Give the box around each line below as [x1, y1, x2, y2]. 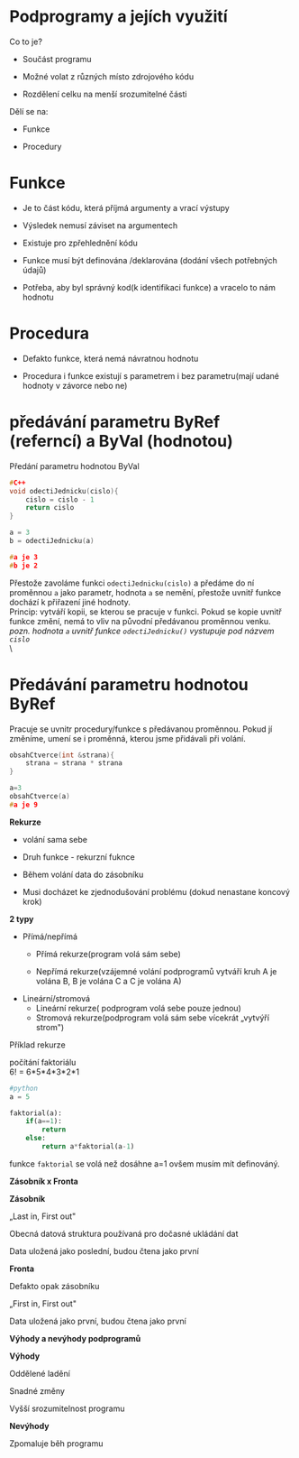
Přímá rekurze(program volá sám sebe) [35, 948, 182, 959]
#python [9, 1084, 39, 1093]
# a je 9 [9, 800, 39, 809]
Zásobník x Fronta [9, 1176, 78, 1186]
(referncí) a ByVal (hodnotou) [9, 431, 234, 451]
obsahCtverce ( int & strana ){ [9, 751, 115, 760]
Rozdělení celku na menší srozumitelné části [22, 88, 187, 99]
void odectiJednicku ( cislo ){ [9, 486, 119, 495]
